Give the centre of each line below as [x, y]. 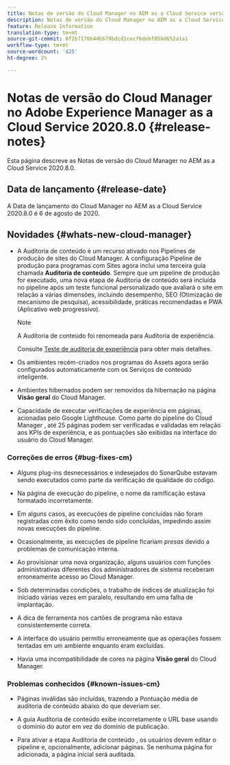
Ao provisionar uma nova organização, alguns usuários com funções [114, 562]
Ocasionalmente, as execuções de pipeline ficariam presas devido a [113, 541]
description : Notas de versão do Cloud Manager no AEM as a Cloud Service [116, 20]
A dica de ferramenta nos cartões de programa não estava [100, 618]
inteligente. [33, 377]
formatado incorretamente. [55, 500]
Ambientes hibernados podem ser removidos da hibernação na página [116, 390]
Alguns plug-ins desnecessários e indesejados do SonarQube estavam [117, 473]
